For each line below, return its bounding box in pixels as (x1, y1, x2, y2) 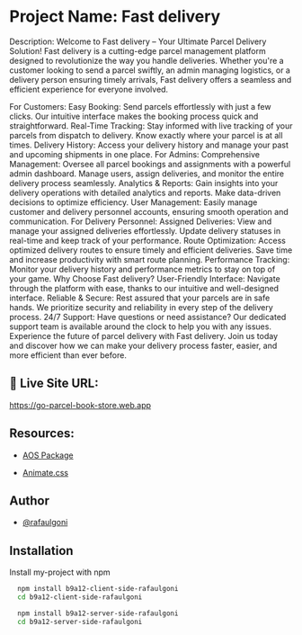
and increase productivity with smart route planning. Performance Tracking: (9, 254, 290, 264)
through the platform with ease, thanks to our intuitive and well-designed (9, 282, 280, 293)
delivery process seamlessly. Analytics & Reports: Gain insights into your (9, 177, 279, 188)
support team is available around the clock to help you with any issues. (9, 321, 272, 332)
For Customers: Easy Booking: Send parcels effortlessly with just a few (9, 101, 271, 112)
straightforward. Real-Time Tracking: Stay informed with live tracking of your (9, 120, 293, 131)
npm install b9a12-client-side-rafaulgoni (17, 585, 179, 594)
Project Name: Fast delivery (9, 6, 221, 27)
